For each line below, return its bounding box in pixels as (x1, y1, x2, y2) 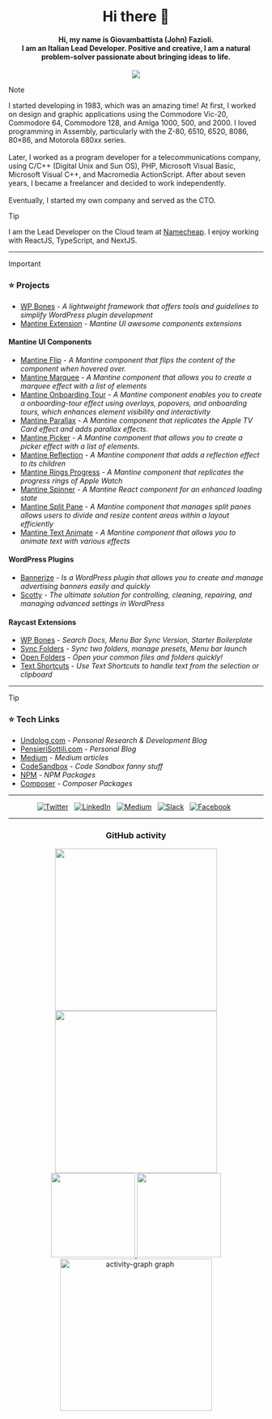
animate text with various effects (19, 535, 131, 546)
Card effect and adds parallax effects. (19, 424, 149, 433)
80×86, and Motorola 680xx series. (8, 135, 127, 145)
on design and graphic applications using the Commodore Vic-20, (8, 110, 228, 119)
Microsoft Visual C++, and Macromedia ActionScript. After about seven (8, 170, 246, 179)
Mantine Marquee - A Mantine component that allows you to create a (19, 372, 253, 382)
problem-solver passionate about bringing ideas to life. (40, 52, 231, 62)
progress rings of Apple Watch (19, 475, 123, 485)
